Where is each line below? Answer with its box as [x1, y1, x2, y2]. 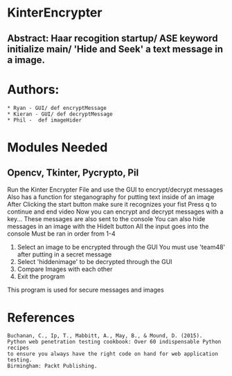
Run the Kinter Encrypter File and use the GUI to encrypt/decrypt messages [7, 185, 224, 194]
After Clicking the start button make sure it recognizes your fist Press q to [7, 200, 217, 208]
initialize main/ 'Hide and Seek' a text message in [7, 43, 224, 55]
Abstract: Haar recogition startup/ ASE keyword [7, 32, 218, 44]
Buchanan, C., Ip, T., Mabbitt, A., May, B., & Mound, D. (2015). [7, 332, 203, 339]
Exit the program [17, 272, 65, 281]
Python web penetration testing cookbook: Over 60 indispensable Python [7, 339, 222, 346]
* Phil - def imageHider [7, 116, 82, 124]
